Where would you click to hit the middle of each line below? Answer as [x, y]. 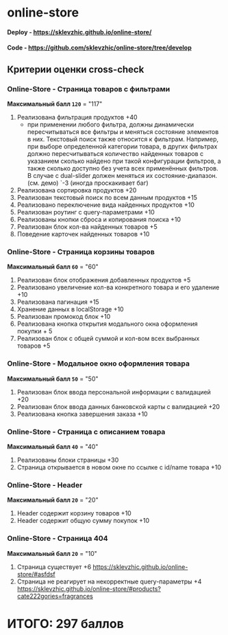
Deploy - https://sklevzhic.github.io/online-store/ [79, 32]
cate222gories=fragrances [55, 596]
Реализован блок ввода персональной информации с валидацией [114, 392]
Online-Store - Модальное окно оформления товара [99, 364]
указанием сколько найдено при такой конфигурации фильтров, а [124, 161]
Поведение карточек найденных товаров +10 [83, 234]
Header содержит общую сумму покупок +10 [83, 521]
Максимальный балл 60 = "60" [53, 267]
